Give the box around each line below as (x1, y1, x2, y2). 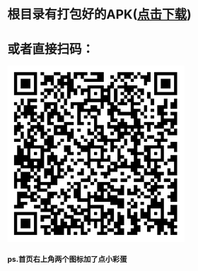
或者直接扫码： (7, 42, 95, 57)
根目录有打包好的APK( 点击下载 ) (7, 6, 192, 23)
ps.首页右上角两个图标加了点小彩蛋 (7, 255, 127, 265)
